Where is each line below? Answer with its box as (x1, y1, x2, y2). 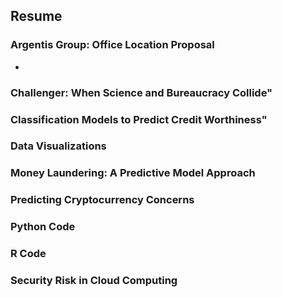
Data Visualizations (10, 139, 107, 153)
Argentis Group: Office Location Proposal (10, 38, 215, 52)
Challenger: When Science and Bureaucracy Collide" (10, 85, 273, 99)
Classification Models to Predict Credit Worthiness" (10, 112, 268, 126)
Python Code (10, 220, 76, 234)
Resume (10, 8, 63, 25)
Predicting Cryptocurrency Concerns (10, 193, 195, 207)
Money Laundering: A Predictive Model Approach (10, 166, 256, 180)
